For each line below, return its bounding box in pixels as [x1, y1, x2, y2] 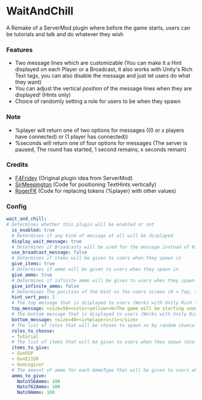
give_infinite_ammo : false [11, 283, 79, 289]
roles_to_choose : [11, 328, 55, 334]
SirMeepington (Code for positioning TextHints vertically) [14, 181, 157, 188]
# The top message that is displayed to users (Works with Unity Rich [11, 300, 192, 306]
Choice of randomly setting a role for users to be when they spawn [14, 98, 181, 105]
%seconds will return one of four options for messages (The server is [14, 139, 188, 146]
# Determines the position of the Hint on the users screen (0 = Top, [11, 289, 192, 295]
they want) [14, 78, 42, 86]
